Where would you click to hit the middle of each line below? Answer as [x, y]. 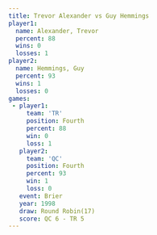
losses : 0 [32, 91]
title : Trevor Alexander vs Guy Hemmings [79, 16]
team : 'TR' [44, 114]
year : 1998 [37, 204]
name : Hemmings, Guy [50, 69]
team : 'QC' [44, 158]
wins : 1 [29, 83]
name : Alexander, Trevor [57, 31]
